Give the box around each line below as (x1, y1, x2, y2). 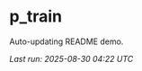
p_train (9, 6, 63, 27)
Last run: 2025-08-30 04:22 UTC (9, 53, 134, 64)
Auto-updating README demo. (9, 36, 124, 47)
